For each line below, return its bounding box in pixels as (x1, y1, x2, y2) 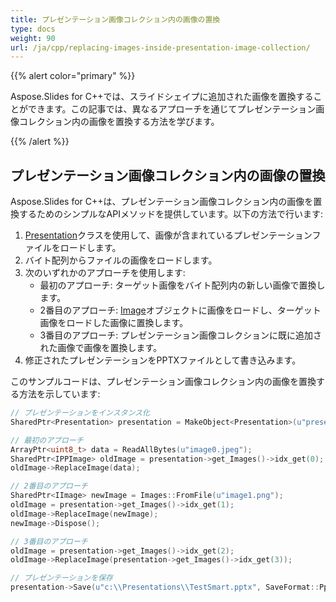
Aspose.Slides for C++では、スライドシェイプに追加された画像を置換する (10, 91, 314, 103)
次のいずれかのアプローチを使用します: (24, 267, 186, 279)
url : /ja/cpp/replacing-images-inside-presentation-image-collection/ (10, 42, 311, 53)
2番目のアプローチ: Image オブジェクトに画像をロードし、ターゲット (39, 304, 322, 316)
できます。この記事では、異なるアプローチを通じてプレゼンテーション (27, 103, 317, 115)
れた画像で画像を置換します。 (39, 342, 163, 354)
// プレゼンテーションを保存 (10, 573, 113, 583)
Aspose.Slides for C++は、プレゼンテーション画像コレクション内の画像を (10, 196, 314, 208)
